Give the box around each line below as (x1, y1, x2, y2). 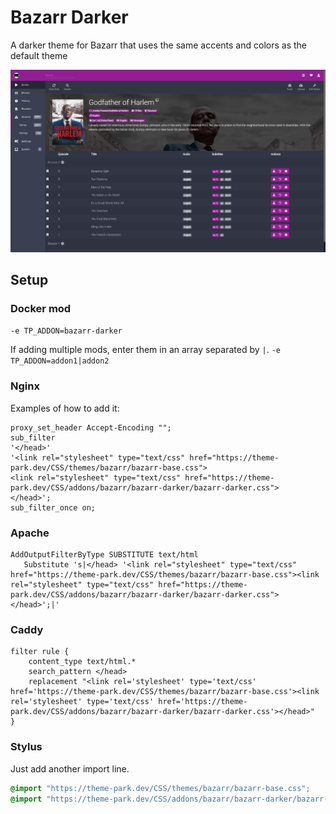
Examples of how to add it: (10, 402, 120, 414)
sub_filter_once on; (10, 502, 97, 513)
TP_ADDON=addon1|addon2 (10, 356, 110, 366)
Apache (10, 526, 50, 540)
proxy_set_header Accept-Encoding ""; (10, 422, 172, 433)
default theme (10, 49, 68, 61)
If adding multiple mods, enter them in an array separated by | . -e (10, 344, 282, 356)
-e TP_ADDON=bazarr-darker (10, 326, 123, 336)
